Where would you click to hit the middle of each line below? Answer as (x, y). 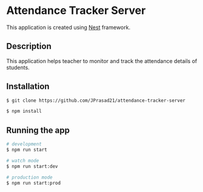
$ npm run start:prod (34, 183)
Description (29, 46)
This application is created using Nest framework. (68, 27)
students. (18, 67)
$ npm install (24, 111)
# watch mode (23, 161)
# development (24, 144)
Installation (28, 86)
